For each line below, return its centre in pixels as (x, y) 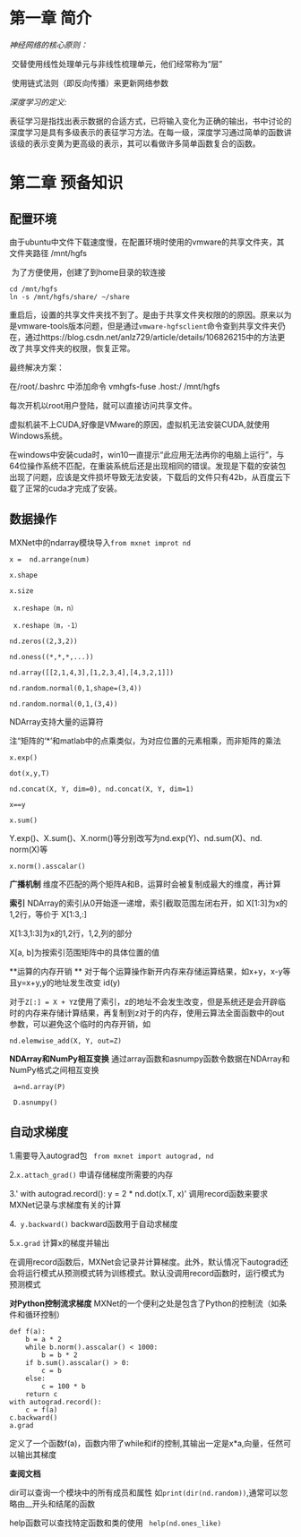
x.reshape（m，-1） (47, 625)
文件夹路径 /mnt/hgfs (48, 253)
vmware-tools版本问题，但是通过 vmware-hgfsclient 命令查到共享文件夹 (147, 326)
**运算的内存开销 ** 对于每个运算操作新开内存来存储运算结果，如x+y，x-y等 (150, 971)
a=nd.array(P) (39, 1086)
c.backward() (34, 1417)
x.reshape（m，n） (45, 608)
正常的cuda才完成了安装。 (73, 488)
